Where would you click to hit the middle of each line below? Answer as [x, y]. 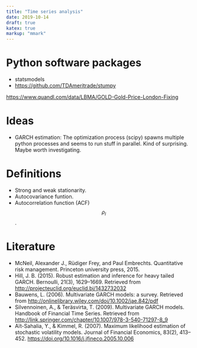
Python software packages [74, 63]
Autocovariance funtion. [44, 196]
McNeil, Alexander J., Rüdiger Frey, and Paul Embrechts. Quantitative [99, 263]
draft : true [21, 22]
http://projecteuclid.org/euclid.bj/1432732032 [70, 288]
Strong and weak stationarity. [51, 190]
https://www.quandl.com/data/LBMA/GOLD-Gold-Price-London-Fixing [92, 97]
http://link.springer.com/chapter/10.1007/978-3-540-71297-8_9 [91, 320]
